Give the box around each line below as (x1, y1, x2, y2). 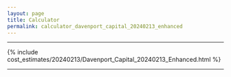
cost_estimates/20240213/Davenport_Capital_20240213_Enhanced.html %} (7, 56, 221, 64)
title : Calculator (7, 16, 60, 23)
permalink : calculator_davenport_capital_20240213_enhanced (7, 23, 184, 30)
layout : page (7, 10, 45, 17)
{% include (7, 48, 38, 56)
